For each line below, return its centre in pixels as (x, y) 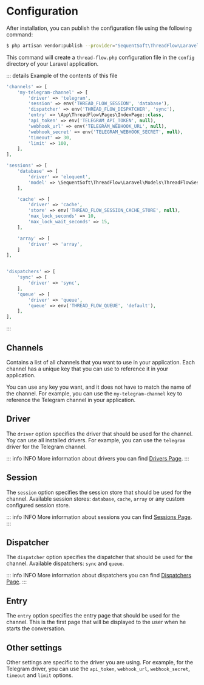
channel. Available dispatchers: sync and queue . (65, 563)
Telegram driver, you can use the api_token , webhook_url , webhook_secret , (98, 669)
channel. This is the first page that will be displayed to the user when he (96, 622)
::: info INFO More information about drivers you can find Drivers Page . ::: (98, 458)
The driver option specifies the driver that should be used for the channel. (100, 434)
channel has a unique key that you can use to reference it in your (87, 369)
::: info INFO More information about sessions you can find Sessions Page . (99, 517)
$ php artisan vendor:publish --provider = (61, 46)
